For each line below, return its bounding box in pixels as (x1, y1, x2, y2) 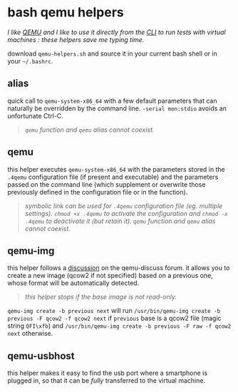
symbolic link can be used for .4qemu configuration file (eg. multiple (24, 201, 223, 210)
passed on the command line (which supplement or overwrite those (7, 180, 206, 189)
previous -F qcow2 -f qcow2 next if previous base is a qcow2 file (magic (7, 314, 222, 323)
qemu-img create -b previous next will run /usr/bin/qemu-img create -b (7, 306, 221, 315)
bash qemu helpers (7, 4, 124, 21)
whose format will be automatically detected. (7, 279, 140, 287)
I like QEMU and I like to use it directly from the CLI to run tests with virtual (7, 28, 226, 36)
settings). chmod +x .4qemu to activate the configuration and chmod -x (24, 209, 228, 217)
